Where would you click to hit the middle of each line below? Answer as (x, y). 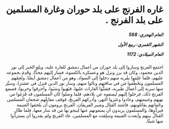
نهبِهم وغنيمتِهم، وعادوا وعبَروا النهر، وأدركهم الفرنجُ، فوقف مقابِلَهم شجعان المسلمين (85, 100)
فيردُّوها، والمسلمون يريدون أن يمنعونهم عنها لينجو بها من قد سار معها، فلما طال (89, 110)
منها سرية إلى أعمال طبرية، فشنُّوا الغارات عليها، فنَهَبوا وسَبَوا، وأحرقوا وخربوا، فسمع (84, 89)
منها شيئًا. (155, 121)
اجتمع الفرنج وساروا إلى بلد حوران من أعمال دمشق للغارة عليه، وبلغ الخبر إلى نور (87, 67)
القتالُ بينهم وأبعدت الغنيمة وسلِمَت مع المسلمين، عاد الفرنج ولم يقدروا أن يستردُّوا (87, 116)
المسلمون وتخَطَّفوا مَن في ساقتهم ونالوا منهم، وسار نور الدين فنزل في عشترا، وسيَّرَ (84, 83)
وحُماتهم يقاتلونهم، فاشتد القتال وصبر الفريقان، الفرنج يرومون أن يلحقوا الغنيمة (90, 105)
